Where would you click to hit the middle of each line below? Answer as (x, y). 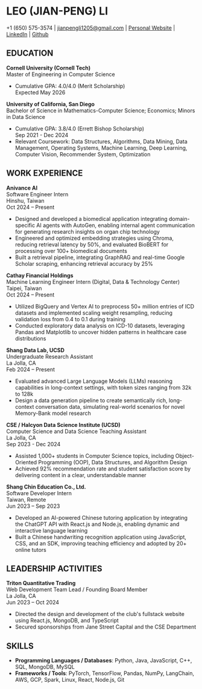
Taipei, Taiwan (24, 288)
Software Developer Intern (39, 493)
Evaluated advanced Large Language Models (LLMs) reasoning (94, 381)
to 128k (24, 394)
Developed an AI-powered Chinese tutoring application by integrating (101, 518)
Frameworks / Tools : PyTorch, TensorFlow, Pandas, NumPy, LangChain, (105, 673)
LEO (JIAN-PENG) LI (57, 11)
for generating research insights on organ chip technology (87, 231)
